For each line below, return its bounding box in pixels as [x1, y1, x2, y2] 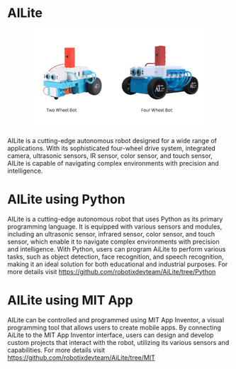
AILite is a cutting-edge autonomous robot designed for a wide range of [7, 136, 218, 144]
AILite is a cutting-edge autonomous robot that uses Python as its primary [7, 215, 223, 223]
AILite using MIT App [7, 292, 133, 308]
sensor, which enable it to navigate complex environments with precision [7, 237, 220, 246]
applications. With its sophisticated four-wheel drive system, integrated [7, 144, 216, 152]
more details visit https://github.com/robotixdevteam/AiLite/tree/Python [7, 267, 216, 276]
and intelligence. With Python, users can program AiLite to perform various [7, 244, 226, 253]
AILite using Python [7, 191, 125, 207]
